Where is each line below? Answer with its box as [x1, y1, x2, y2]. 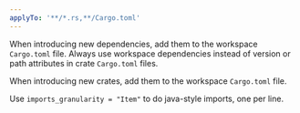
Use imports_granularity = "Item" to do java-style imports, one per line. [9, 93, 284, 104]
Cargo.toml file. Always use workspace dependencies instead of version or [9, 47, 291, 59]
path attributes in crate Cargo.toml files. [9, 57, 159, 68]
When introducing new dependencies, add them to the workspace [9, 38, 258, 49]
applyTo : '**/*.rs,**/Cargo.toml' [9, 13, 141, 23]
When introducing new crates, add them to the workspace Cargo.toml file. [9, 75, 287, 87]
